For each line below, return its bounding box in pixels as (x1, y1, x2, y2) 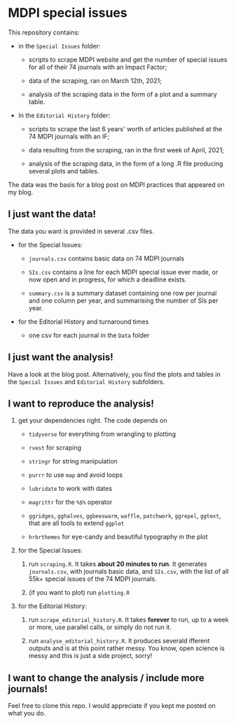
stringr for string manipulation (28, 457, 118, 466)
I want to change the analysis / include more (8, 672, 205, 684)
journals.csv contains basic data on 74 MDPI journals (28, 254, 185, 263)
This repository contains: (8, 28, 80, 37)
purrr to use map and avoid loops (28, 470, 123, 479)
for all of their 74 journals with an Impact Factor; (28, 62, 167, 71)
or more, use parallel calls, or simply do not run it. (28, 623, 172, 631)
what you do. (8, 709, 46, 718)
